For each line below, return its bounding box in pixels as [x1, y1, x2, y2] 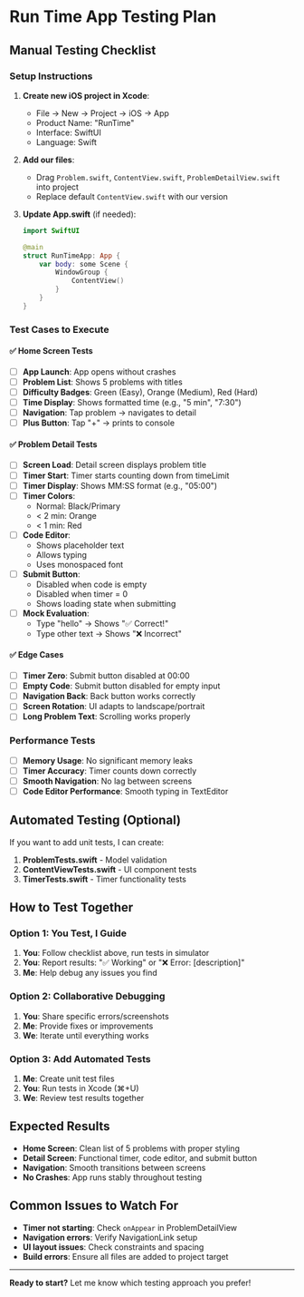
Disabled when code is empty [35, 579, 147, 590]
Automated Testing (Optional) [9, 813, 181, 828]
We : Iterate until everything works [22, 1029, 149, 1040]
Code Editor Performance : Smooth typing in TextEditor [22, 785, 229, 796]
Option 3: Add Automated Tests [9, 1052, 151, 1065]
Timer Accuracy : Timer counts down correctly [22, 765, 197, 776]
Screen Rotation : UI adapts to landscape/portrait [22, 701, 205, 712]
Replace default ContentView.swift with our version [35, 190, 229, 201]
